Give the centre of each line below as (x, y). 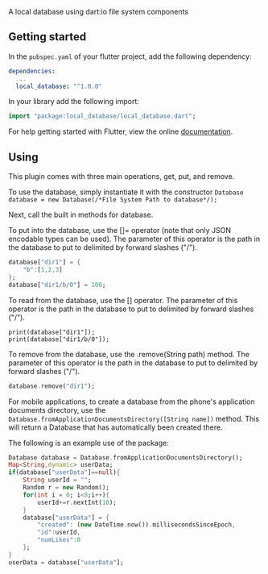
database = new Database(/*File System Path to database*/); (113, 200)
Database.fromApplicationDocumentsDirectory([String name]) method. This (134, 418)
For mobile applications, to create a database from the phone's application (132, 401)
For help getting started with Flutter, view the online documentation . (121, 131)
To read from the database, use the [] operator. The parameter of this (123, 300)
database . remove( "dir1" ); (52, 386)
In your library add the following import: (74, 102)
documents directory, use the (57, 410)
